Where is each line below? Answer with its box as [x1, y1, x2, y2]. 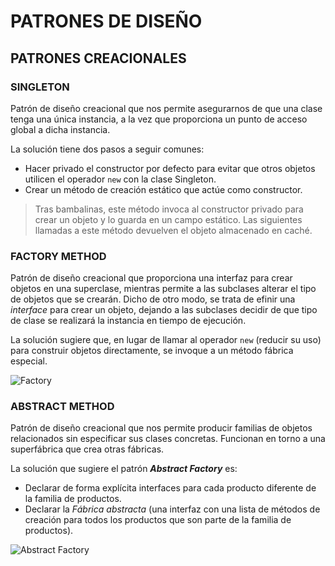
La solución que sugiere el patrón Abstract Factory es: [10, 463, 238, 475]
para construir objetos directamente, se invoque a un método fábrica [10, 345, 294, 357]
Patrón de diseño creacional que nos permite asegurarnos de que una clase [10, 102, 323, 114]
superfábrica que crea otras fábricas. [10, 443, 165, 455]
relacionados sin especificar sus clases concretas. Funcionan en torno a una [10, 433, 326, 445]
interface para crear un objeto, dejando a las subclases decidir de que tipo [10, 304, 318, 316]
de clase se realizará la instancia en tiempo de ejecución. [10, 315, 247, 327]
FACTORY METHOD [10, 249, 107, 263]
